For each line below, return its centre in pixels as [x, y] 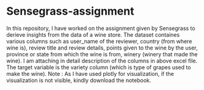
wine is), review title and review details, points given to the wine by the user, [102, 48]
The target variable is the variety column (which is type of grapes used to [99, 67]
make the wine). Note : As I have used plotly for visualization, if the [90, 73]
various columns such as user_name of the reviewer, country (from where [99, 41]
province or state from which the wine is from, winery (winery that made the [102, 54]
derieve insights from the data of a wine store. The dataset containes [93, 34]
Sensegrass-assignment [70, 11]
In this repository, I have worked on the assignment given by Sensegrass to [101, 28]
